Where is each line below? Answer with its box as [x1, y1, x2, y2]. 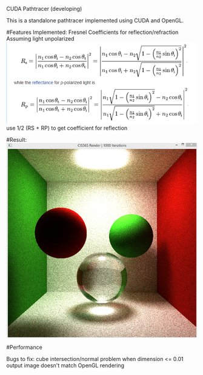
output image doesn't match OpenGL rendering [6, 362, 124, 369]
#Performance [6, 343, 42, 351]
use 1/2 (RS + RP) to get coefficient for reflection [6, 124, 128, 131]
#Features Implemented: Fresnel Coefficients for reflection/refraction [6, 28, 179, 36]
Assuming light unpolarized [6, 35, 75, 42]
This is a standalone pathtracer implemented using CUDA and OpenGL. [6, 17, 184, 24]
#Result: [6, 136, 27, 143]
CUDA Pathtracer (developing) [6, 5, 82, 12]
